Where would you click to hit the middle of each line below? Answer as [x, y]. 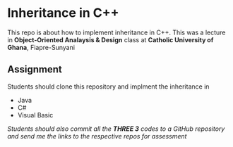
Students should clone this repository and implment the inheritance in [108, 87]
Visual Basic [35, 115]
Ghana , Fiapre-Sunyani [41, 47]
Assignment [35, 69]
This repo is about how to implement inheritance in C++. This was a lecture [116, 32]
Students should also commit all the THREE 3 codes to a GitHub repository [116, 129]
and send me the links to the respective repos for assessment [97, 136]
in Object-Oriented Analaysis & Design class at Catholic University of [110, 39]
